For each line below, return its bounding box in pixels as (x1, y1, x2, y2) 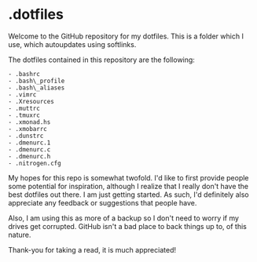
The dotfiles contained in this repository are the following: (8, 55, 195, 64)
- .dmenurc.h (8, 152, 51, 160)
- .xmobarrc (8, 125, 47, 133)
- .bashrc (8, 70, 41, 78)
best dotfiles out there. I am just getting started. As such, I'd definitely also (8, 190, 249, 199)
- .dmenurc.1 (8, 139, 51, 147)
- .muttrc (8, 104, 41, 112)
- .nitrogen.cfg (8, 159, 61, 167)
